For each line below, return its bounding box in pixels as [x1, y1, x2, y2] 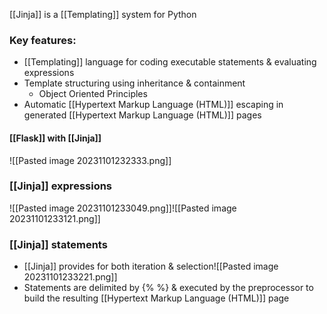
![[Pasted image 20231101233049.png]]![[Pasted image [9, 202, 237, 214]
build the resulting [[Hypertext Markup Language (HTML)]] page [23, 292, 290, 304]
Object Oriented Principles [38, 88, 148, 100]
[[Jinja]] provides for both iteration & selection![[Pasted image [23, 260, 279, 273]
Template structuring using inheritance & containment [23, 77, 246, 89]
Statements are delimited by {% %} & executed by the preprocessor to [23, 282, 314, 294]
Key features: [9, 33, 77, 47]
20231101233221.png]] [23, 271, 118, 283]
